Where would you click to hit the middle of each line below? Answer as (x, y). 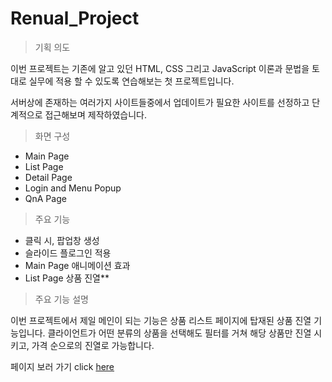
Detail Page (48, 177)
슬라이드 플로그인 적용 (68, 253)
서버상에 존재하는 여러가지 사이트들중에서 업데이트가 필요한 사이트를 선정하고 (160, 102)
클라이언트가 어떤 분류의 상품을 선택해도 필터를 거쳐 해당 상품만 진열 (179, 333)
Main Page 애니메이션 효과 (77, 265)
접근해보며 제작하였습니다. (95, 114)
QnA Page (45, 198)
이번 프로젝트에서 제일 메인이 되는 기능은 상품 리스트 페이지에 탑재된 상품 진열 (161, 320)
